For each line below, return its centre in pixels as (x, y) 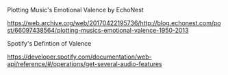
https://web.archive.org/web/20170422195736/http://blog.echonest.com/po (114, 23)
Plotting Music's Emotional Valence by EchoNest (75, 10)
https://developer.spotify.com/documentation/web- (79, 57)
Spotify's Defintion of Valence (49, 43)
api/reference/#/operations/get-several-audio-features (85, 64)
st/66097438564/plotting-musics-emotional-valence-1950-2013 (98, 30)
